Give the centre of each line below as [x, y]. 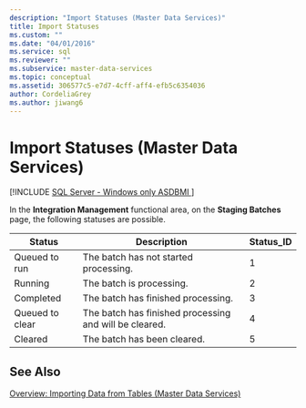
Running [32, 283]
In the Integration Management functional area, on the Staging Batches [145, 209]
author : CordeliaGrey [51, 94]
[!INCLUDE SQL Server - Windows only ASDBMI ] [102, 192]
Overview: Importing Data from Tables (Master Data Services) [125, 393]
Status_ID [270, 242]
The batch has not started [138, 258]
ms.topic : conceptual [51, 77]
